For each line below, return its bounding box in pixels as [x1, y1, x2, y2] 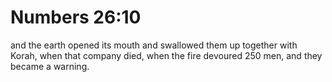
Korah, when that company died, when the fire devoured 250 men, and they [10, 49, 323, 61]
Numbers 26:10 [10, 6, 142, 29]
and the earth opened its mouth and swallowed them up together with [10, 39, 298, 51]
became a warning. [10, 60, 90, 72]
